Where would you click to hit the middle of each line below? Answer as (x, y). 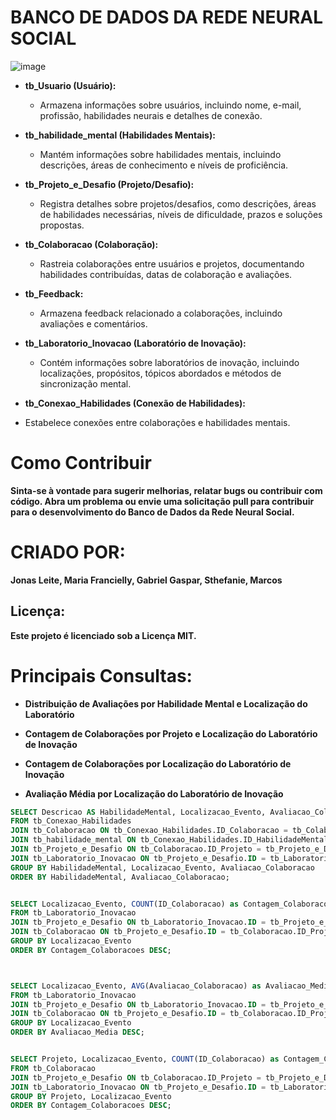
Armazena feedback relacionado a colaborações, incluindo (161, 313)
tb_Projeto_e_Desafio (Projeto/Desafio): (109, 184)
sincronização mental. (85, 383)
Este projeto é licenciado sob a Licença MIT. (103, 635)
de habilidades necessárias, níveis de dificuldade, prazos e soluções (181, 214)
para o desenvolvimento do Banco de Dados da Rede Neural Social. (152, 512)
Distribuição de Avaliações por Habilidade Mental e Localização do (166, 703)
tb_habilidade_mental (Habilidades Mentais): (120, 135)
